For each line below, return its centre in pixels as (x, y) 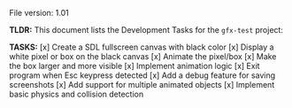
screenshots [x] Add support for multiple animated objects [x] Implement (142, 85)
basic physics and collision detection (77, 94)
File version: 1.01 (39, 13)
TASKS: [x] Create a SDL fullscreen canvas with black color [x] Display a (142, 47)
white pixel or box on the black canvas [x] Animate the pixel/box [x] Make (143, 56)
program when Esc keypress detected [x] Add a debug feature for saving (142, 75)
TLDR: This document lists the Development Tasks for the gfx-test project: (146, 30)
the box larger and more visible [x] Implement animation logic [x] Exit (134, 66)
